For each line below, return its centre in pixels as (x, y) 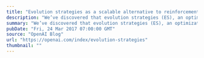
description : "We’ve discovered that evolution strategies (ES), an (95, 18)
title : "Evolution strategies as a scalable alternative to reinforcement (103, 12)
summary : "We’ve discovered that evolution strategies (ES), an (89, 23)
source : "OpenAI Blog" (35, 34)
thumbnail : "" (24, 46)
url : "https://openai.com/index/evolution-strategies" (77, 40)
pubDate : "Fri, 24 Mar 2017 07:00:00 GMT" (61, 29)
